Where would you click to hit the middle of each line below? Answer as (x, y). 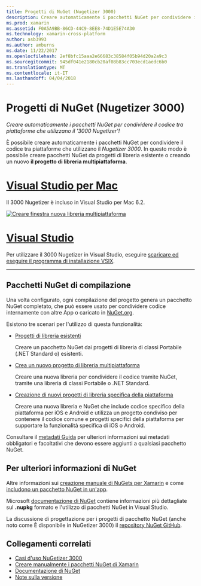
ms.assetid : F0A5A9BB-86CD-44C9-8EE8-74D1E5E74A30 (71, 28)
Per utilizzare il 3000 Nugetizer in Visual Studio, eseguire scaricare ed (92, 254)
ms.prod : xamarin (28, 23)
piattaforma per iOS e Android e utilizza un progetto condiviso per (96, 413)
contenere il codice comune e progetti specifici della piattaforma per (99, 419)
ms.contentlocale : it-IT (37, 73)
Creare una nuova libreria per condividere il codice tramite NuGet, (96, 377)
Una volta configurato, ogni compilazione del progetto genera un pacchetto (99, 300)
